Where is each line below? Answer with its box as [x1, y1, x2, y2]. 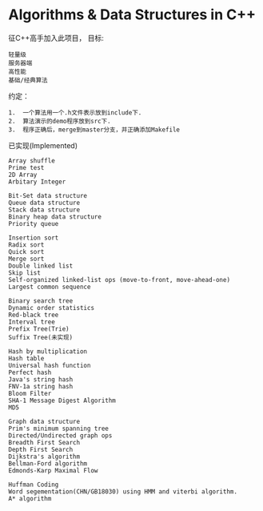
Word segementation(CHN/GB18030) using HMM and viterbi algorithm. [8, 487, 238, 496]
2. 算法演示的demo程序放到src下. [8, 117, 111, 125]
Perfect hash [8, 368, 52, 376]
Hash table [8, 354, 45, 362]
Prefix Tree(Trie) [8, 324, 70, 333]
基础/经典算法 [8, 76, 48, 84]
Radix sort [8, 240, 45, 249]
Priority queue [8, 219, 59, 227]
